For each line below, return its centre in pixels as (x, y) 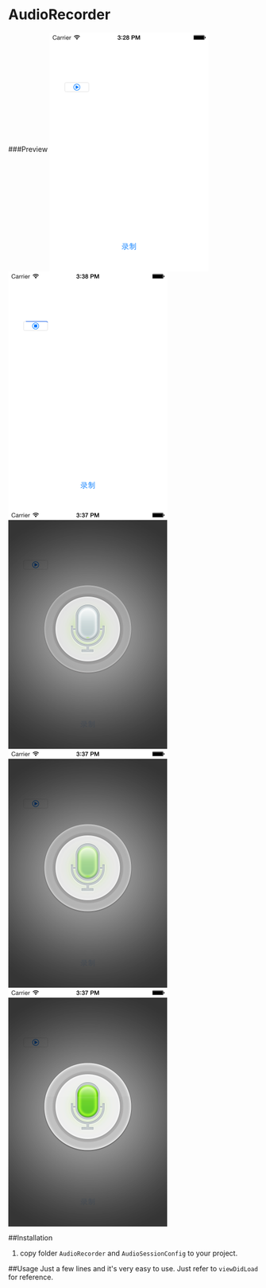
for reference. (31, 1277)
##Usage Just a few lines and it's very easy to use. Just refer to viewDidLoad (133, 1268)
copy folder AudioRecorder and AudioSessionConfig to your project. (129, 1253)
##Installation (31, 1237)
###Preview (28, 149)
